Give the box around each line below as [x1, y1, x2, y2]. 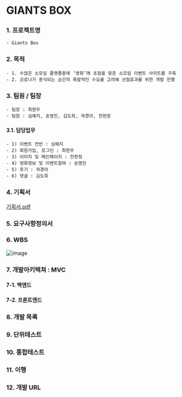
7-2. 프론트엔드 [6, 296, 43, 303]
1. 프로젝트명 [6, 26, 41, 35]
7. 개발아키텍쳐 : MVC [6, 265, 66, 273]
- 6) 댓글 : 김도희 [6, 173, 48, 179]
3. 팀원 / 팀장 [6, 91, 42, 100]
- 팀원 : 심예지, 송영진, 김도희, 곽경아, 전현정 [6, 113, 111, 119]
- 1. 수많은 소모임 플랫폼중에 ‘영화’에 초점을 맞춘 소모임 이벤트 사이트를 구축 [6, 70, 177, 76]
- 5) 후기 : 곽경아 [6, 167, 48, 173]
